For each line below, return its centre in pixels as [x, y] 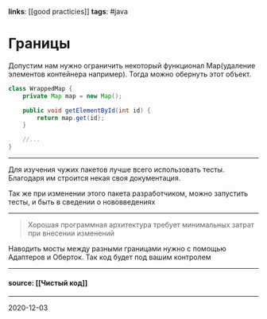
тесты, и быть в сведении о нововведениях [82, 202]
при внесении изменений [71, 233]
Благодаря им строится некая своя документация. [95, 178]
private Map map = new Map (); [73, 96]
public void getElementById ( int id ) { [87, 111]
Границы [39, 44]
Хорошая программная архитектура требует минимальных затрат [141, 225]
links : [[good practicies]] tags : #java [68, 12]
